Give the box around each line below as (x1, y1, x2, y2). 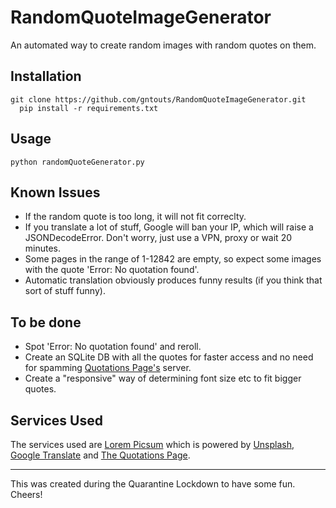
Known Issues (10, 184, 101, 201)
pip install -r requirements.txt (19, 103, 159, 113)
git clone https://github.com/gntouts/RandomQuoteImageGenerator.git (10, 94, 307, 105)
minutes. (24, 242, 62, 255)
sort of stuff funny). (24, 285, 106, 297)
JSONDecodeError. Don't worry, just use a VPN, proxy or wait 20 (24, 232, 293, 244)
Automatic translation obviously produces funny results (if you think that (24, 274, 323, 286)
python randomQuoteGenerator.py (10, 157, 145, 167)
